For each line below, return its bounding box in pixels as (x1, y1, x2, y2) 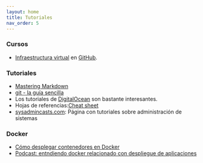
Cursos (6, 40, 28, 48)
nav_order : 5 (6, 20, 39, 26)
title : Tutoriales (6, 14, 53, 21)
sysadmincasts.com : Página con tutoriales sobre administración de (14, 108, 182, 115)
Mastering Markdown (14, 82, 68, 89)
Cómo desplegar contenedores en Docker (14, 143, 120, 151)
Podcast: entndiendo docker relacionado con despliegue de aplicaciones (14, 150, 197, 157)
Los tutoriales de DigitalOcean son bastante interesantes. (14, 95, 158, 103)
